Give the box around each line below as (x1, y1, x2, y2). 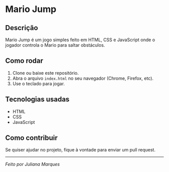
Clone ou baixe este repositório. (12, 70, 79, 76)
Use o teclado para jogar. (12, 80, 65, 86)
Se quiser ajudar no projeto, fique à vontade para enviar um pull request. (5, 147, 156, 153)
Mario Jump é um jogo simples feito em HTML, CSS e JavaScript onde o (5, 37, 155, 43)
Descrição (5, 24, 38, 32)
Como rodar (5, 57, 44, 65)
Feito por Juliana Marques (5, 161, 60, 167)
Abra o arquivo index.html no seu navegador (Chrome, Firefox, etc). (12, 75, 154, 81)
